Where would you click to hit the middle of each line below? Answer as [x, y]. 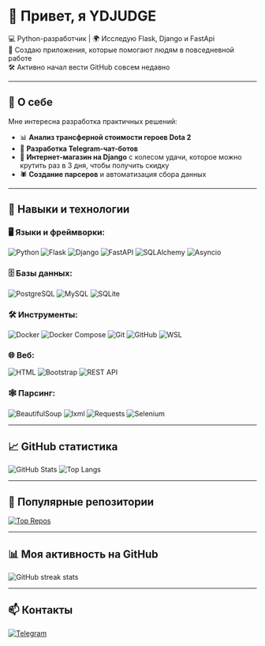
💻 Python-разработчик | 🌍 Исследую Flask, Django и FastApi [112, 38]
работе [20, 58]
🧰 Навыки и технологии [69, 210]
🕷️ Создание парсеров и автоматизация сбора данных [113, 174]
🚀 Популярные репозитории [81, 502]
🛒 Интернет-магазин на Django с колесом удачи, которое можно [131, 156]
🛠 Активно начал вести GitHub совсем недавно [89, 67]
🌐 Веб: [21, 355]
